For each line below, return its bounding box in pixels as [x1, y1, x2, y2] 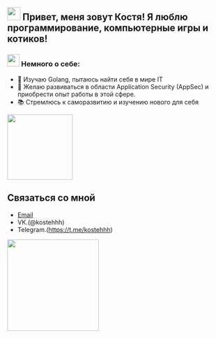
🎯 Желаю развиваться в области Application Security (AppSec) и [17, 82, 209, 91]
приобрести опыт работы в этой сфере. [17, 90, 136, 98]
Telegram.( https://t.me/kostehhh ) [17, 225, 113, 233]
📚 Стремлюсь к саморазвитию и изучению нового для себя [17, 98, 199, 106]
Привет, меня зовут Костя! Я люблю [22, 11, 188, 23]
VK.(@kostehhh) [17, 217, 65, 226]
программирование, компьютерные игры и [7, 22, 209, 34]
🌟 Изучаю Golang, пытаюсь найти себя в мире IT [17, 75, 164, 84]
